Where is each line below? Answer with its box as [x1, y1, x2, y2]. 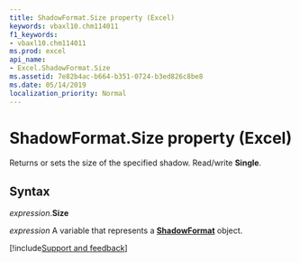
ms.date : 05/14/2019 [9, 80, 87, 89]
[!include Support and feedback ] [9, 243, 128, 254]
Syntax [9, 183, 50, 199]
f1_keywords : [9, 30, 59, 39]
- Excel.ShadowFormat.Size [9, 64, 111, 73]
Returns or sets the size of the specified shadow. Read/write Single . [9, 157, 262, 168]
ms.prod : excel [9, 47, 67, 56]
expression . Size [9, 208, 69, 219]
